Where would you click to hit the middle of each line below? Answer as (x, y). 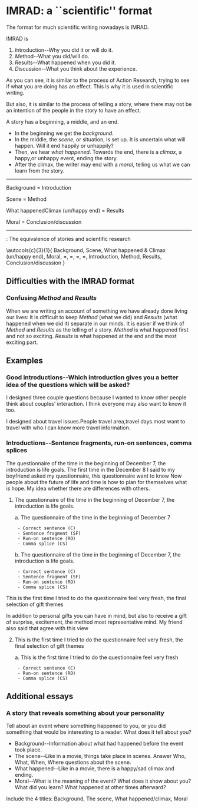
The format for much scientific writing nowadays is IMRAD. (77, 27)
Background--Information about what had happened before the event (99, 744)
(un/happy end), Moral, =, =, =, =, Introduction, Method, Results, (84, 256)
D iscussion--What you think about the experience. (76, 68)
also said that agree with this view (47, 628)
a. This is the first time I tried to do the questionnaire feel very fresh (96, 657)
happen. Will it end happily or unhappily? (64, 145)
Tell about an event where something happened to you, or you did (86, 726)
